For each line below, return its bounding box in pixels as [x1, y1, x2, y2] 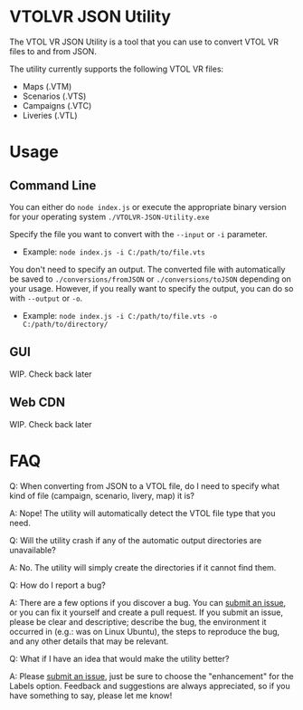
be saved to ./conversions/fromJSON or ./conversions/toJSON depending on [9, 273, 292, 284]
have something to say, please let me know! [9, 690, 173, 701]
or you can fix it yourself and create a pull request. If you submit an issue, [9, 607, 283, 618]
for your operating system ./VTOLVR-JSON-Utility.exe [9, 211, 210, 222]
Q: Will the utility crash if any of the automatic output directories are [9, 534, 262, 545]
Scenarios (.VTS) [22, 91, 87, 101]
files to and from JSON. [9, 45, 97, 56]
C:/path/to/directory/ [22, 320, 109, 329]
